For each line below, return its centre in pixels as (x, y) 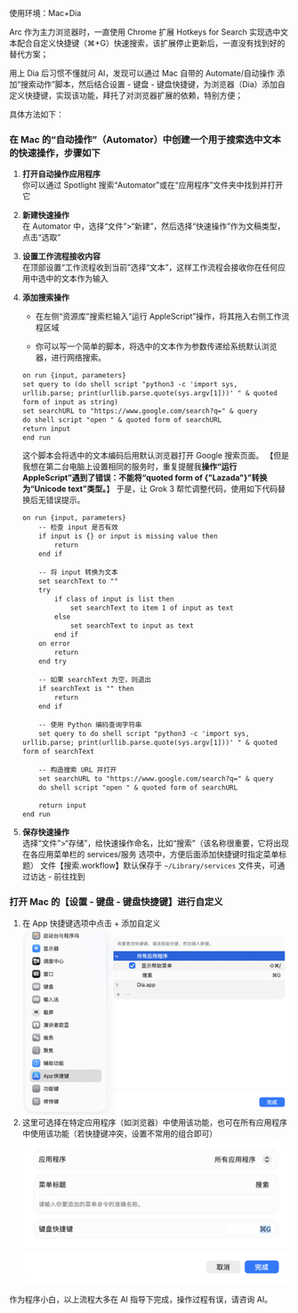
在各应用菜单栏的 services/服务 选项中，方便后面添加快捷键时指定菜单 (150, 855)
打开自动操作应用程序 (61, 174)
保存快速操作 (45, 832)
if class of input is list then (114, 599)
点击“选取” (41, 238)
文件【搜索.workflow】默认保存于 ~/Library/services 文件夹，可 (158, 865)
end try (52, 661)
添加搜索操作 (45, 297)
